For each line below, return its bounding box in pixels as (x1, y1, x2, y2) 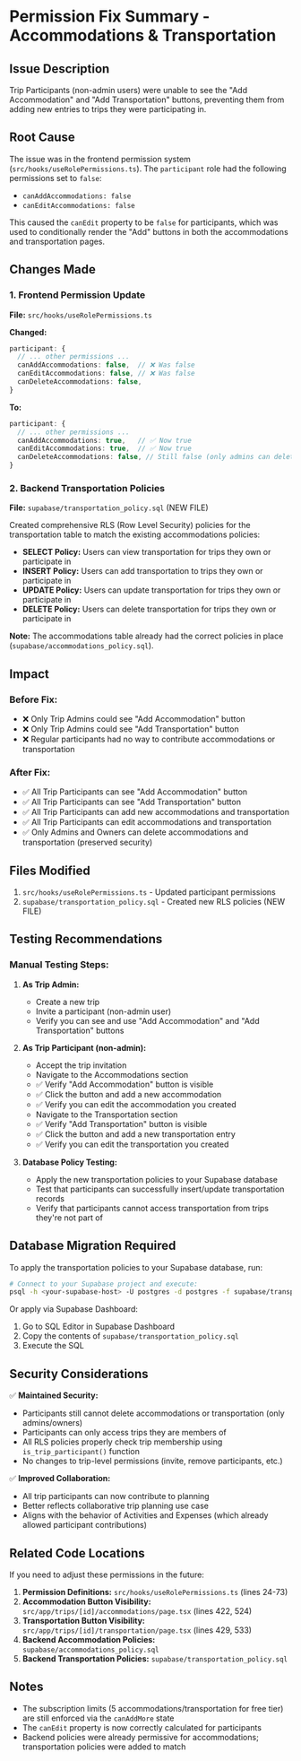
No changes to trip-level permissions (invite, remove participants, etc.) (21, 1455, 284, 1467)
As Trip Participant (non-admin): (21, 1042, 146, 1053)
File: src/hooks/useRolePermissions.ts (9, 309, 152, 320)
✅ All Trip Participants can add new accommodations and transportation (21, 807, 289, 818)
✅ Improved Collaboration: (9, 1473, 111, 1484)
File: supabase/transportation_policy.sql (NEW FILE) (9, 502, 209, 513)
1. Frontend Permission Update (9, 289, 146, 301)
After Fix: (9, 766, 51, 778)
